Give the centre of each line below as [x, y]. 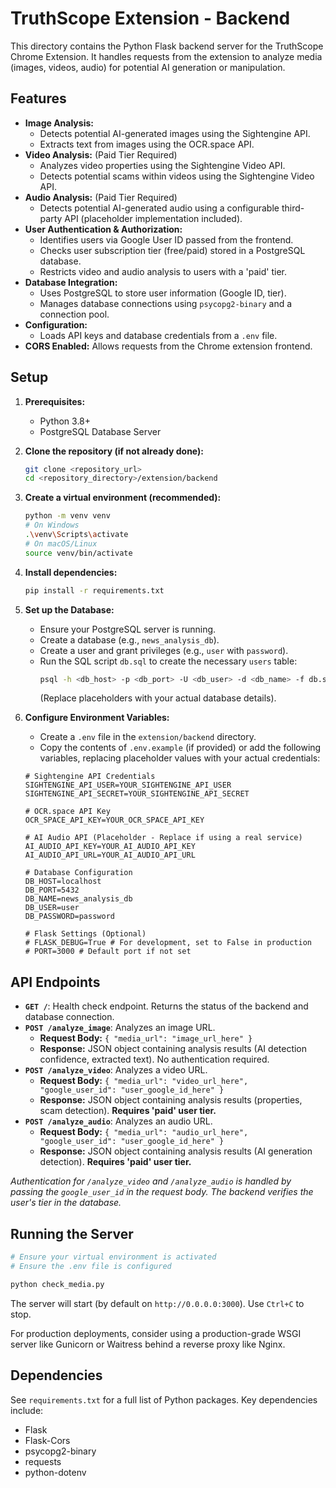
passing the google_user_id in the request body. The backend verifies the [162, 1192]
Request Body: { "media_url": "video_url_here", [144, 1081]
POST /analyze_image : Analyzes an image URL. [120, 1028]
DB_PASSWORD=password [69, 917]
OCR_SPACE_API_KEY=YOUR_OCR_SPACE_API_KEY [114, 820]
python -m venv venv [67, 516]
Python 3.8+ [65, 421]
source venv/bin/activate [78, 553]
